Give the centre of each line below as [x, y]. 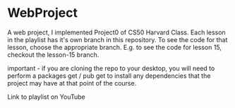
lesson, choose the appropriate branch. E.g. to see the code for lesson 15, [115, 47]
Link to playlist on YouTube [47, 97]
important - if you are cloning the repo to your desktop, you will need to [111, 68]
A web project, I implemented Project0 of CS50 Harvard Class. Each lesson [116, 32]
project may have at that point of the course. [72, 83]
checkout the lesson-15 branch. [53, 55]
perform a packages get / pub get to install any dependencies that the [109, 76]
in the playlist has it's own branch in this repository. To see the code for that [117, 39]
